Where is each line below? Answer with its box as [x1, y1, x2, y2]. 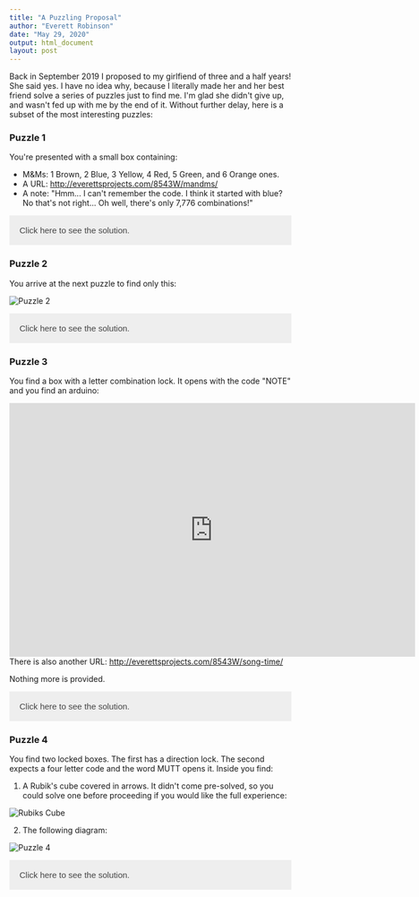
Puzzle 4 [9, 733, 48, 746]
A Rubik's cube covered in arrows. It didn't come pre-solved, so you [21, 781, 274, 791]
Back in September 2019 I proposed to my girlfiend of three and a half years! [9, 71, 292, 82]
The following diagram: [21, 825, 107, 836]
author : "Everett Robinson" [9, 22, 115, 30]
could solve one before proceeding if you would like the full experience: [21, 790, 287, 801]
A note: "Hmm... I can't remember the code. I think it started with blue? [21, 188, 284, 199]
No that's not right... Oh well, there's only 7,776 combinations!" [21, 198, 253, 209]
